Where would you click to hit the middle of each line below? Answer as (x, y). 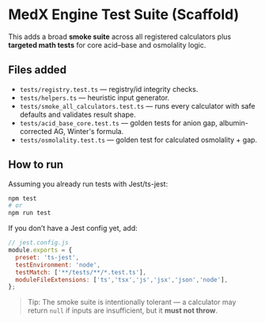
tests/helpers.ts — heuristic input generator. (95, 98)
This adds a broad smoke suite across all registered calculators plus (120, 37)
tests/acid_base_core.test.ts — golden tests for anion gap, (118, 123)
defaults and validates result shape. (78, 114)
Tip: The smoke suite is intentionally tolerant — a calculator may (132, 302)
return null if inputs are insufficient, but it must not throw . (123, 310)
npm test (23, 198)
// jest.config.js (38, 243)
